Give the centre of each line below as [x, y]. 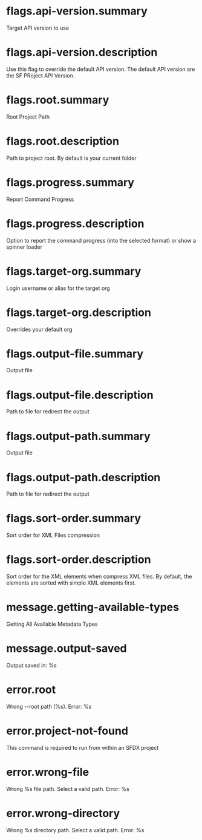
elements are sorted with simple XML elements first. [71, 583]
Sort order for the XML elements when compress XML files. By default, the [99, 577]
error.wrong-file [48, 772]
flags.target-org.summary [74, 271]
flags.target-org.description [79, 312]
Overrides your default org [39, 329]
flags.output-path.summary [78, 436]
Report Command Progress [40, 199]
